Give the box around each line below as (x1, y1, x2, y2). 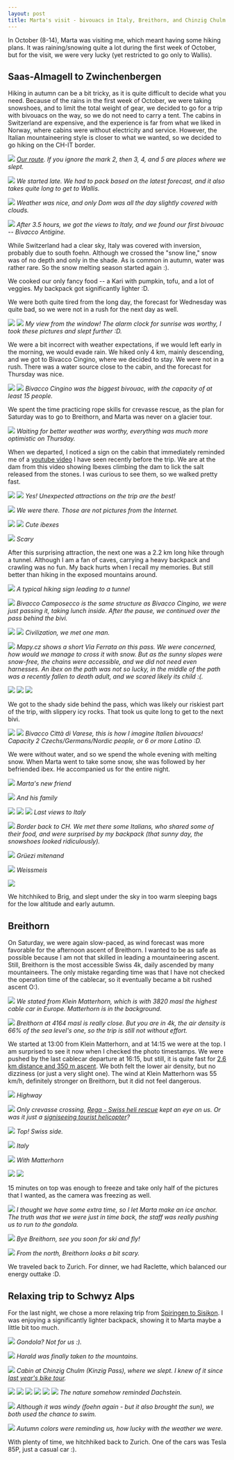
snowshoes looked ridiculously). (8, 837, 100, 846)
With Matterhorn (16, 1156, 65, 1164)
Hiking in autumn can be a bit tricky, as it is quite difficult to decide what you (8, 89, 226, 97)
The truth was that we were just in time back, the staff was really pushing (8, 1213, 219, 1221)
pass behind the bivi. (8, 614, 68, 623)
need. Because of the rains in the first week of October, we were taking (8, 97, 212, 105)
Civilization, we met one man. (24, 628, 110, 637)
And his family (16, 794, 58, 802)
